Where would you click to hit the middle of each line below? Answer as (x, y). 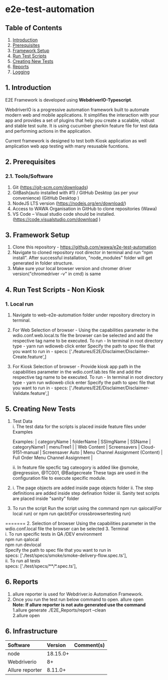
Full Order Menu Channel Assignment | (52, 457)
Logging (21, 72)
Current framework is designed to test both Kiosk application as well (76, 141)
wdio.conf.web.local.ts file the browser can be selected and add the (82, 335)
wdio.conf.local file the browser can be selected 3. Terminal (67, 529)
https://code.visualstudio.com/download (56, 219)
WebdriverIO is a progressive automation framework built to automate (77, 110)
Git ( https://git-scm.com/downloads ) (50, 187)
